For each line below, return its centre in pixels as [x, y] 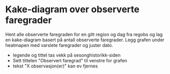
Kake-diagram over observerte [72, 9]
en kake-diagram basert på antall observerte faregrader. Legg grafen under [85, 40]
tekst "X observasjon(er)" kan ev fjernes [55, 66]
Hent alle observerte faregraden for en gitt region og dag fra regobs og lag [84, 34]
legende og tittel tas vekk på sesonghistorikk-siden [67, 55]
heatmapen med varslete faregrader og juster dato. [59, 45]
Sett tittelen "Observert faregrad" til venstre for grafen [70, 60]
